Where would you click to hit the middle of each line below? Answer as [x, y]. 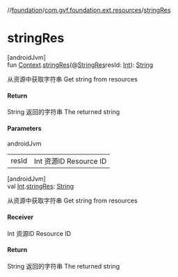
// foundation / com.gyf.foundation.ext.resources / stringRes [89, 10]
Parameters [24, 128]
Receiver [20, 217]
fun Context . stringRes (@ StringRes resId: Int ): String [80, 65]
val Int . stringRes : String [41, 187]
